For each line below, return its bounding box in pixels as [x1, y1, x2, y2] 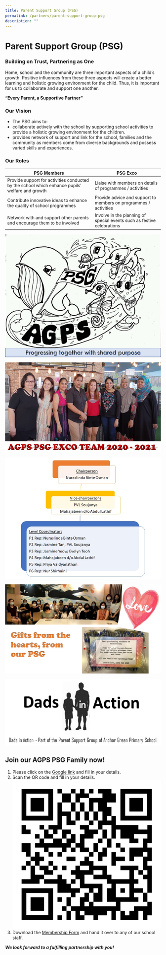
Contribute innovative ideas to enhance [7, 197, 87, 203]
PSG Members [34, 170, 64, 176]
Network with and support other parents [7, 215, 89, 221]
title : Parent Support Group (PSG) [5, 8, 79, 13]
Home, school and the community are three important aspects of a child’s [5, 69, 155, 75]
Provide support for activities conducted [7, 177, 89, 183]
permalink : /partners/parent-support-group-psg [5, 13, 105, 18]
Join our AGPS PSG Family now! [5, 756, 105, 764]
